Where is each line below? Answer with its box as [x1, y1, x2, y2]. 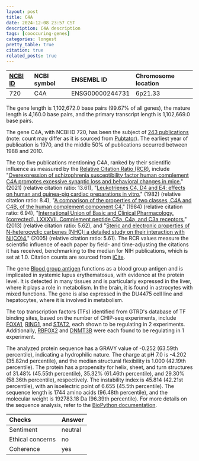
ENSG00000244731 [70, 89, 130, 97]
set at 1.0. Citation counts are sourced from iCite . [6, 253, 126, 260]
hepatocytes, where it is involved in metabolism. [6, 296, 124, 303]
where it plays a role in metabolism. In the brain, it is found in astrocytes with [6, 284, 193, 291]
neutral [61, 425, 81, 434]
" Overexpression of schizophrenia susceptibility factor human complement [6, 171, 190, 179]
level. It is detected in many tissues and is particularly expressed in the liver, [6, 277, 192, 285]
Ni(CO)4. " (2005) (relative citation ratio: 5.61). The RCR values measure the [6, 234, 189, 241]
